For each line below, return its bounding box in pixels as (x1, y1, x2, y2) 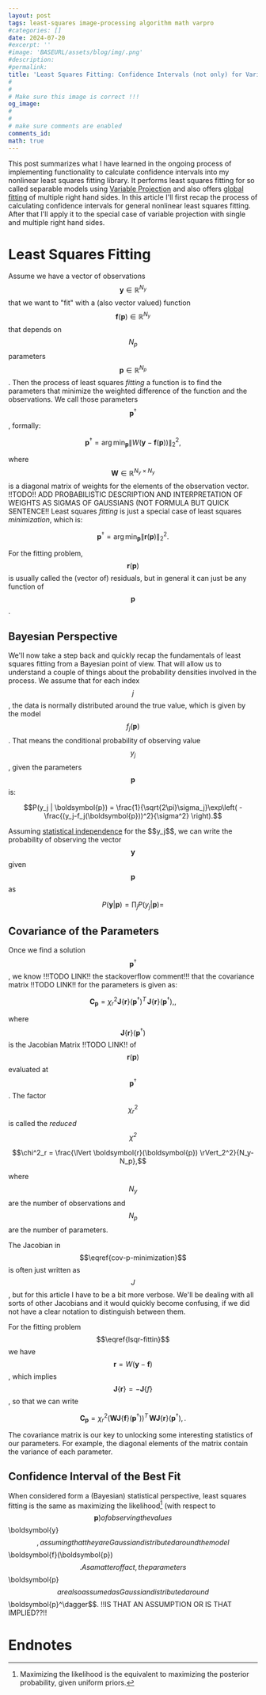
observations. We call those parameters (8, 395, 139, 404)
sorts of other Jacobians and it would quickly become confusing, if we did (8, 1298, 250, 1308)
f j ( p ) (126, 722, 140, 733)
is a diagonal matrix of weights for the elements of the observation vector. (8, 481, 249, 491)
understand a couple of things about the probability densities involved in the (8, 667, 257, 678)
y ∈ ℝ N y (119, 284, 147, 295)
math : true (8, 136, 44, 145)
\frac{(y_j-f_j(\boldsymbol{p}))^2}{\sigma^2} (44, 811, 190, 820)
